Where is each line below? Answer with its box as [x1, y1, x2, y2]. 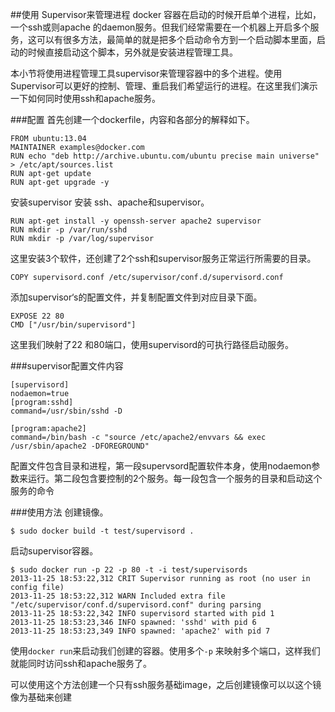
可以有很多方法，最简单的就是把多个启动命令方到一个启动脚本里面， [36, 34, 317, 45]
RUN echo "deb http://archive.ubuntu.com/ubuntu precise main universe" [10, 151, 320, 161]
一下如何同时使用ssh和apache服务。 [10, 93, 161, 104]
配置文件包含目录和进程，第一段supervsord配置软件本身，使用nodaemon [10, 460, 312, 472]
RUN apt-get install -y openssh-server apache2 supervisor [10, 216, 262, 226]
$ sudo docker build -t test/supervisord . [10, 526, 195, 536]
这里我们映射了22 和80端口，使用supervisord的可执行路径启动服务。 [10, 339, 295, 350]
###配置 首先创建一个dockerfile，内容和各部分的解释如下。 [10, 114, 255, 125]
